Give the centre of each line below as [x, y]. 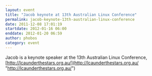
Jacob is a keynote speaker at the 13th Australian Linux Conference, [76, 57]
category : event [22, 43]
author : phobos [21, 39]
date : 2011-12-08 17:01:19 [34, 24]
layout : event [20, 10]
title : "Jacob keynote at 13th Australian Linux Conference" [71, 15]
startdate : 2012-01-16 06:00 [36, 29]
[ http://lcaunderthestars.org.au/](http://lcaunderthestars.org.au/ [72, 63]
